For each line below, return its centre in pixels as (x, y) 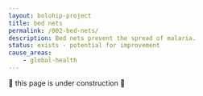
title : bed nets (35, 23)
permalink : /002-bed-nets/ (54, 30)
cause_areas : (30, 53)
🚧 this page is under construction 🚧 (67, 83)
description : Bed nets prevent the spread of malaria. (102, 38)
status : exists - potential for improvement (84, 46)
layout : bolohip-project (50, 16)
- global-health (50, 61)
